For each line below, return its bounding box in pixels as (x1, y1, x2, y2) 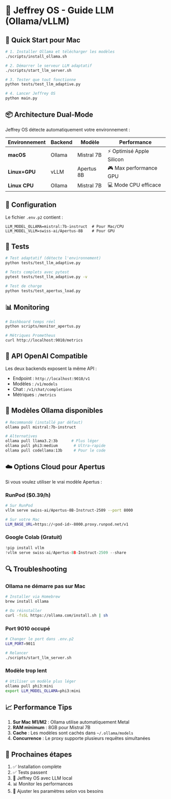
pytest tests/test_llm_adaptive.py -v (5, 275, 88, 280)
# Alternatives (5, 434, 38, 439)
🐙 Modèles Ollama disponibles (5, 406, 103, 415)
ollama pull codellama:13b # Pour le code (5, 448, 106, 453)
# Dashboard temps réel (5, 319, 56, 324)
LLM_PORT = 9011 (5, 641, 36, 646)
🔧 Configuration (5, 201, 57, 209)
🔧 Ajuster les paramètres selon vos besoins (12, 788, 104, 794)
